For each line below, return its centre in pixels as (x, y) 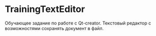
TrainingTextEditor (45, 9)
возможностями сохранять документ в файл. (54, 28)
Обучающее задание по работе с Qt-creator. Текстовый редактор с (78, 23)
